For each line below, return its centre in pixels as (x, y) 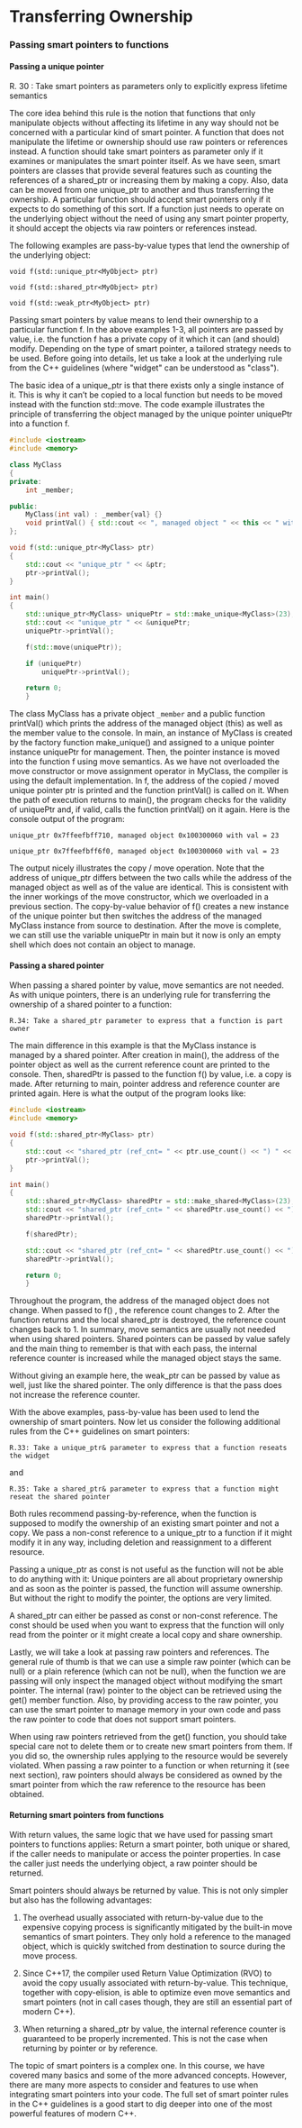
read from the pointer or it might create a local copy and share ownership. (146, 1635)
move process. (50, 1956)
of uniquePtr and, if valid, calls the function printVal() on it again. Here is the (150, 809)
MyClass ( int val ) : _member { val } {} (94, 515)
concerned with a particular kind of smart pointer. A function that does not (147, 132)
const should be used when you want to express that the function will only (147, 1625)
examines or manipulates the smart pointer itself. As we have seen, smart (145, 161)
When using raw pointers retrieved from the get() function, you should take (148, 1737)
